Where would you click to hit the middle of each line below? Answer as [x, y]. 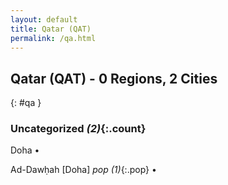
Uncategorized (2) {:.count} [78, 129]
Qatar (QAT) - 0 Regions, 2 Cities [114, 78]
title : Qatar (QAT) [51, 29]
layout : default [44, 19]
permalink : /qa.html [53, 38]
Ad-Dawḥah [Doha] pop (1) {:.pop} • [83, 170]
